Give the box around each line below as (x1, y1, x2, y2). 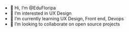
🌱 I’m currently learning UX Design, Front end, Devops (10, 16, 124, 21)
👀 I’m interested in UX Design (10, 10, 72, 16)
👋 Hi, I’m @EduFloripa (10, 5, 56, 11)
